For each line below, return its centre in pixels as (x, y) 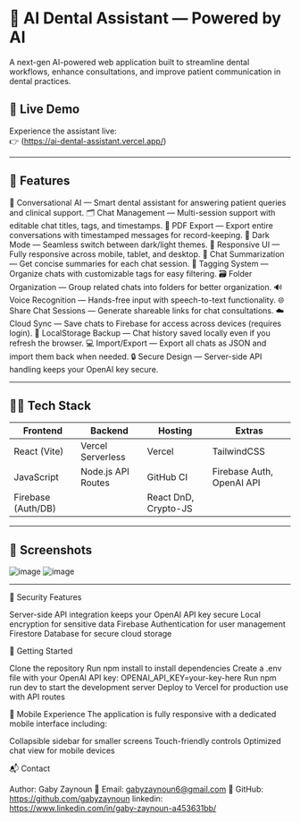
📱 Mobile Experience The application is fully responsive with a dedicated (143, 715)
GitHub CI (167, 477)
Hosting (175, 431)
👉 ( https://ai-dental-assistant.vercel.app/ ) (88, 141)
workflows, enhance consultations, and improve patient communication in (145, 72)
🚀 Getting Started (41, 651)
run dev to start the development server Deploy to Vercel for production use (149, 688)
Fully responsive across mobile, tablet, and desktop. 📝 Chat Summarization (147, 253)
